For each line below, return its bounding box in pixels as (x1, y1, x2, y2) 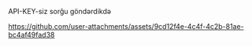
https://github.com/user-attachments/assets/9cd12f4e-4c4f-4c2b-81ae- (8, 22, 244, 31)
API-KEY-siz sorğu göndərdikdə (8, 7, 112, 16)
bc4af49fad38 (8, 31, 55, 39)
